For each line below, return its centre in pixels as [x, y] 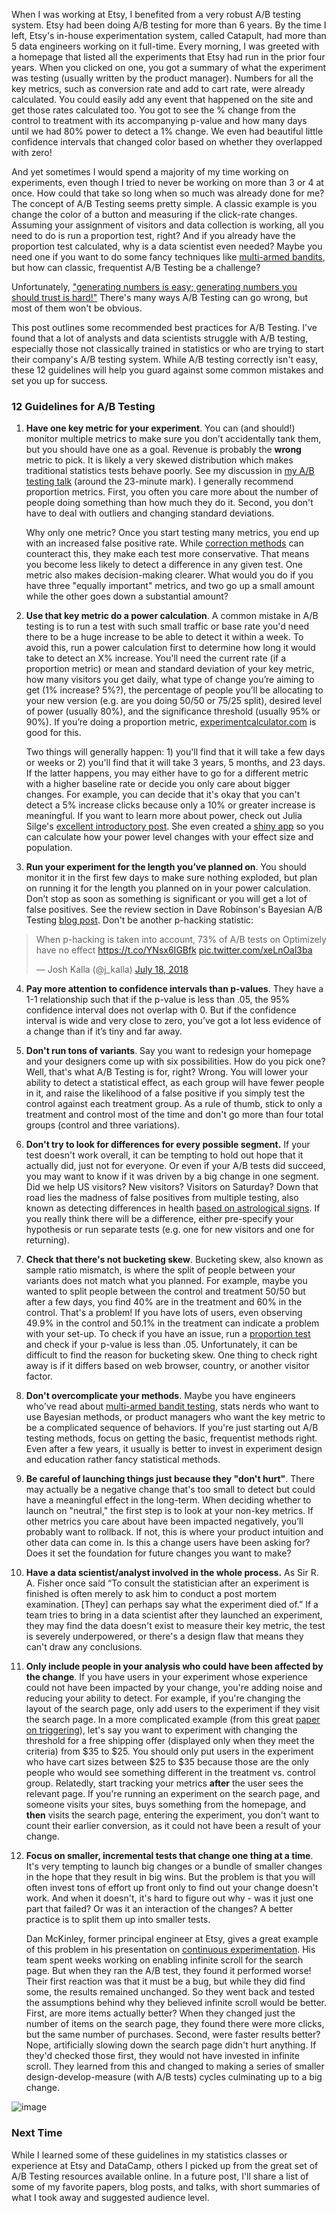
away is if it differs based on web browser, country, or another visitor [167, 1366]
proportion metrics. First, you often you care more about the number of [172, 492]
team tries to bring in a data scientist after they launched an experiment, [174, 1615]
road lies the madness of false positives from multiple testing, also [162, 1198]
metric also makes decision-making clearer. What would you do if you [169, 575]
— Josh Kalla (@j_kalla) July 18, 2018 [112, 970]
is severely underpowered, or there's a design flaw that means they [164, 1636]
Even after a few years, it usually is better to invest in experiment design [174, 1449]
